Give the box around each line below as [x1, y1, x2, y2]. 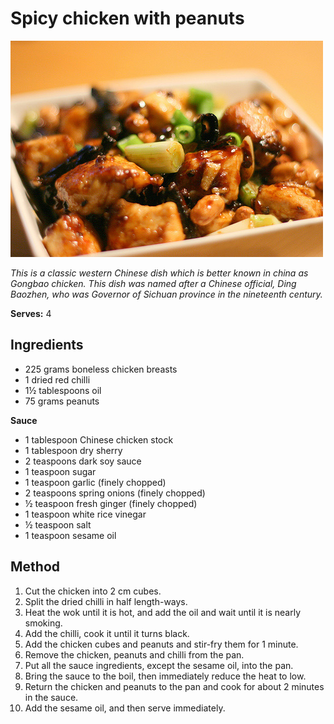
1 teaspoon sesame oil [24, 529, 117, 541]
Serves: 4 [10, 307, 52, 319]
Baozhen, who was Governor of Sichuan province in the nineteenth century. [10, 288, 323, 300]
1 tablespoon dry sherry [24, 444, 123, 456]
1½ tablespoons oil [24, 384, 102, 396]
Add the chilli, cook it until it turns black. [24, 627, 190, 639]
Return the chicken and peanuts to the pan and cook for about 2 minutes [24, 680, 325, 692]
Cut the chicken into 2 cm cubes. [24, 585, 162, 597]
